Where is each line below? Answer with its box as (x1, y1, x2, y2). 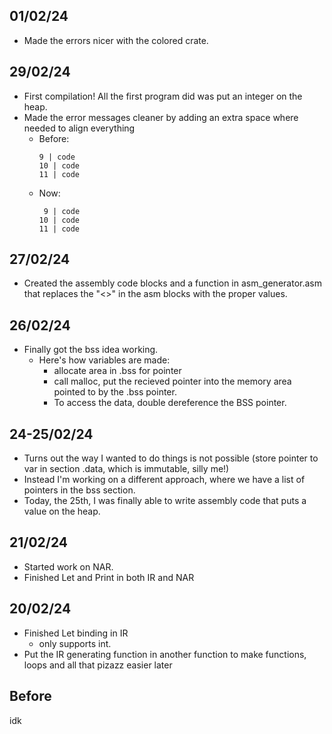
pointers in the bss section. (23, 484, 136, 496)
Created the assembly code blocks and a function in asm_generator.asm (23, 277, 322, 289)
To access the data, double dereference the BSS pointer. (53, 397, 287, 409)
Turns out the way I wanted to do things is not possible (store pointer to (23, 452, 319, 464)
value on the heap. (23, 505, 101, 518)
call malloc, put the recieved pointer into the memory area (53, 375, 292, 388)
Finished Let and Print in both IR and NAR (23, 571, 195, 583)
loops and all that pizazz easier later (23, 659, 173, 671)
